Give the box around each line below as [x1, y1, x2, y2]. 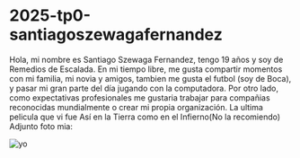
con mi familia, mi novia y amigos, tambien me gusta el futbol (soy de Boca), [9, 73, 292, 83]
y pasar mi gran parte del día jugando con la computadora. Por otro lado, [9, 83, 279, 93]
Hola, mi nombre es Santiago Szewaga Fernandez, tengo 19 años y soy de [9, 54, 284, 65]
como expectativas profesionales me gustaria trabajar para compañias [9, 92, 271, 103]
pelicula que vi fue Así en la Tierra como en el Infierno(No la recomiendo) [9, 111, 281, 122]
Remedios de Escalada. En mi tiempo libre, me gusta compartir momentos [9, 64, 283, 75]
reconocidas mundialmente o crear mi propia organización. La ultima [9, 101, 263, 112]
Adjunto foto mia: [9, 120, 74, 131]
